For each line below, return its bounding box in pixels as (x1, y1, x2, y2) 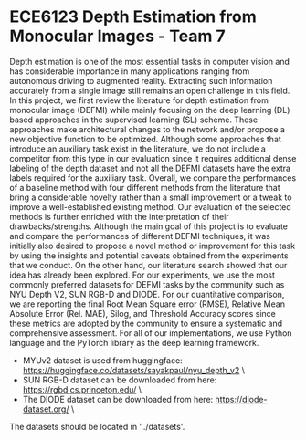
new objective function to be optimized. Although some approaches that (9, 133, 281, 144)
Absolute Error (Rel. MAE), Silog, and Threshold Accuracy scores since (9, 308, 276, 319)
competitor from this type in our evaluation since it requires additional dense (9, 152, 297, 163)
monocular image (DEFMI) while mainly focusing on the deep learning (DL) (9, 104, 290, 115)
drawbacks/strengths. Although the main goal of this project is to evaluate (9, 221, 289, 232)
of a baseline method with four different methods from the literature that (9, 182, 280, 193)
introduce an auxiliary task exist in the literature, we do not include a (9, 143, 267, 154)
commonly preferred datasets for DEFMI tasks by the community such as (9, 278, 285, 289)
